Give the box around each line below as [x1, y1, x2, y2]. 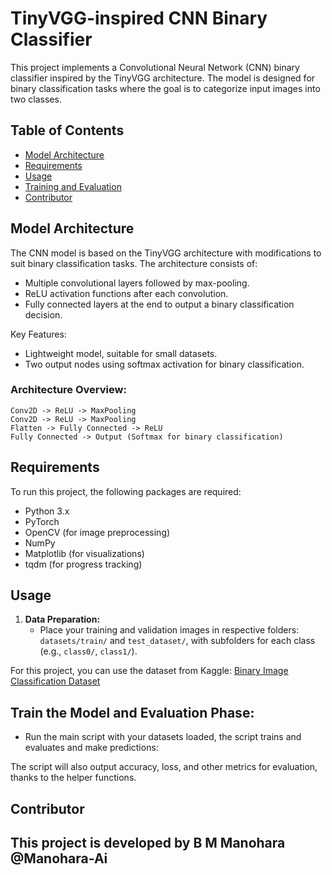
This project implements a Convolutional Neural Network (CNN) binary [10, 61, 300, 73]
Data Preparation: [24, 613, 101, 626]
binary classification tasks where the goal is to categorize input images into [10, 82, 321, 94]
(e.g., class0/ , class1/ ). [39, 645, 138, 657]
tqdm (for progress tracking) [24, 558, 143, 570]
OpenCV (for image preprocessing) [24, 526, 171, 538]
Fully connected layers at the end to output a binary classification [24, 298, 295, 310]
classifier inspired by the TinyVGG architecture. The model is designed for [10, 72, 316, 84]
